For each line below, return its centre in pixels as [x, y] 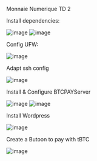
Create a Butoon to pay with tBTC [48, 139]
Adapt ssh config [28, 68]
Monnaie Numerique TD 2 [38, 9]
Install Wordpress [28, 115]
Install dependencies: [33, 21]
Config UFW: [22, 44]
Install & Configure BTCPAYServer [48, 92]
